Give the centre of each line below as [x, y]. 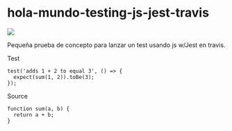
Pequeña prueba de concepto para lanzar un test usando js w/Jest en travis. [116, 45]
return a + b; [34, 115]
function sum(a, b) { [39, 109]
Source [17, 96]
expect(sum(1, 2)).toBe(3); [54, 77]
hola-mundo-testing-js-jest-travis [108, 13]
